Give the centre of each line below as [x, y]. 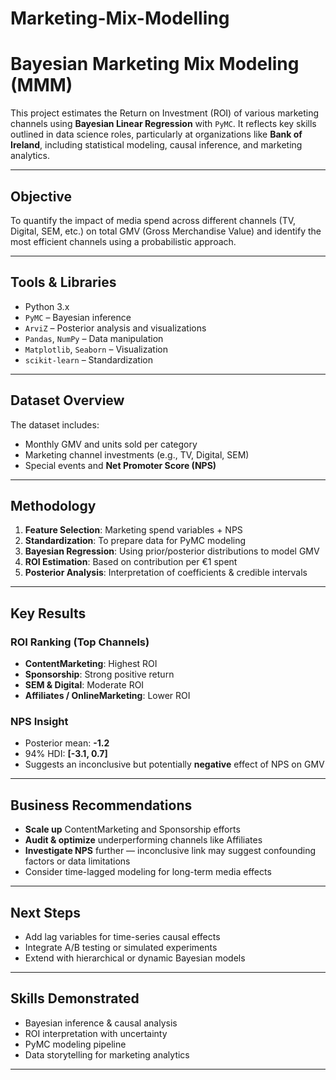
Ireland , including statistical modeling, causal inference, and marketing [156, 145]
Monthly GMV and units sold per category [111, 444]
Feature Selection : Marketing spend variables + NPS [133, 530]
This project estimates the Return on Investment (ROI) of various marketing [165, 113]
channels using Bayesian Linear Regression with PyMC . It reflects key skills [163, 124]
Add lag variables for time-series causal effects [122, 936]
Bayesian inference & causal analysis [101, 1023]
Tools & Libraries [63, 282]
